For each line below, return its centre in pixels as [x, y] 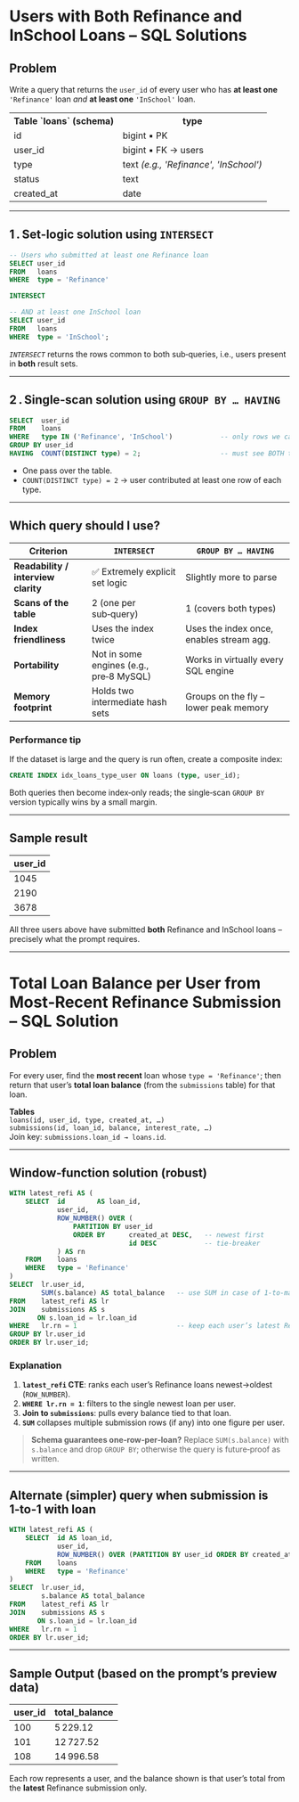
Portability [36, 665]
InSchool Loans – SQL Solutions [128, 35]
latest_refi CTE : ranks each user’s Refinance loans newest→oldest [147, 1385]
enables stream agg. [228, 639]
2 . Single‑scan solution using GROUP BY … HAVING [145, 400]
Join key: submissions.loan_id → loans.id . [88, 1136]
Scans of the [41, 602]
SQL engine [210, 670]
